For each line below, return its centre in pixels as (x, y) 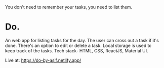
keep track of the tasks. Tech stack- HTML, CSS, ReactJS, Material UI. (77, 50)
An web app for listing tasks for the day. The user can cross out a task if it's (82, 40)
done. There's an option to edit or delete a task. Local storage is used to (78, 45)
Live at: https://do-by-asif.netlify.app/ (43, 60)
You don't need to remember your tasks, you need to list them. (69, 7)
